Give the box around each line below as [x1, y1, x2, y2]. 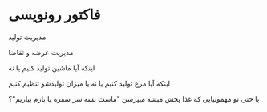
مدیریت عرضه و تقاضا [8, 47, 74, 57]
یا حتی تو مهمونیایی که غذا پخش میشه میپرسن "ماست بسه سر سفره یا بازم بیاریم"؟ [8, 94, 260, 103]
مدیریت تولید [8, 32, 47, 42]
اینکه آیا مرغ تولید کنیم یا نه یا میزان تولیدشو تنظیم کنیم [8, 78, 171, 88]
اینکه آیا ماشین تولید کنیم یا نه [8, 62, 95, 73]
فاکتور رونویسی [8, 6, 101, 24]
